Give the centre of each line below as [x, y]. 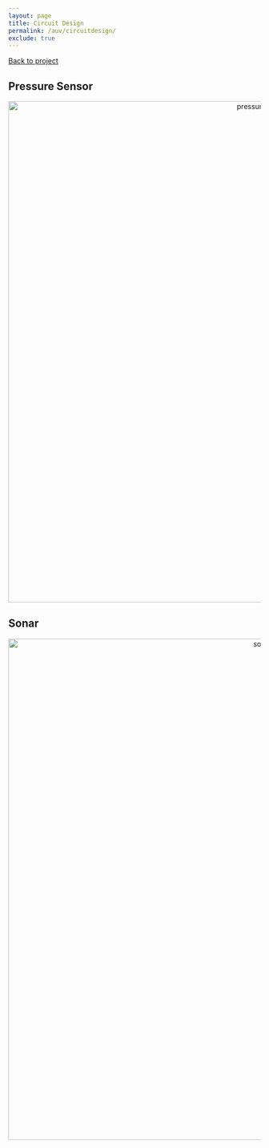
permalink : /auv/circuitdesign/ [62, 30]
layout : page [30, 16]
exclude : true [32, 38]
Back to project [33, 61]
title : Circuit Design [46, 23]
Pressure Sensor [51, 86]
